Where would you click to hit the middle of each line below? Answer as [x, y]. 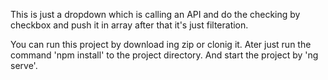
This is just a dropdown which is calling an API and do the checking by [155, 14]
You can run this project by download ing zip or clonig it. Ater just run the [161, 44]
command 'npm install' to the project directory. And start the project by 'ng [164, 55]
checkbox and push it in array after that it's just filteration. [129, 25]
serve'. [24, 65]
